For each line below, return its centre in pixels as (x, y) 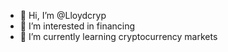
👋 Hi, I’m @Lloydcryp (63, 15)
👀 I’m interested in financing (77, 26)
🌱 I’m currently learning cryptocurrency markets (118, 36)
